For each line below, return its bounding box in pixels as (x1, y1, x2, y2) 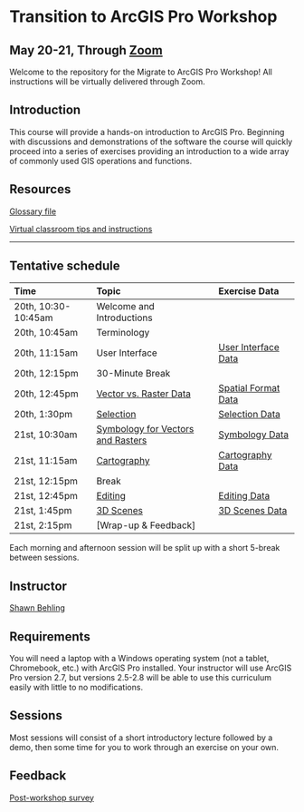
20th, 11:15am (14, 347, 79, 359)
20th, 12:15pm (14, 367, 79, 380)
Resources (9, 181, 71, 197)
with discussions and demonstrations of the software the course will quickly (9, 136, 293, 147)
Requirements (9, 629, 90, 644)
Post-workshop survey (9, 792, 95, 803)
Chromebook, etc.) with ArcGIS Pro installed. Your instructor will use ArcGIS (9, 662, 292, 673)
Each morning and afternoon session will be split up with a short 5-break (9, 543, 280, 553)
